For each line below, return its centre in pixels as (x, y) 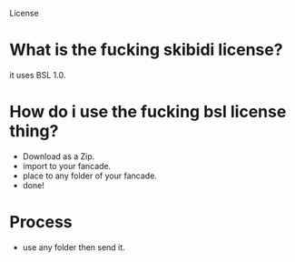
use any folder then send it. (74, 247)
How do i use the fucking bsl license (148, 112)
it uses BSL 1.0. (38, 75)
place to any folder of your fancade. (89, 176)
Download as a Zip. (59, 156)
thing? (34, 131)
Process (41, 222)
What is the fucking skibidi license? (146, 50)
